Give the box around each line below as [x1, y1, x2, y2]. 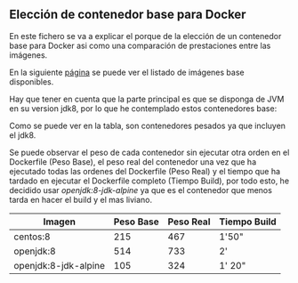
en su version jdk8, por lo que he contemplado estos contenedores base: [9, 102, 278, 114]
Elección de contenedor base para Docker [9, 7, 246, 22]
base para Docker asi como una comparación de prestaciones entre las [9, 40, 271, 51]
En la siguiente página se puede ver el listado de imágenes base [9, 67, 245, 77]
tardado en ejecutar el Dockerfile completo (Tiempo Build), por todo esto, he [9, 175, 290, 186]
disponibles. [9, 76, 54, 87]
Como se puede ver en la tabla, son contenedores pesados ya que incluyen [9, 120, 286, 131]
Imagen [43, 215, 76, 228]
